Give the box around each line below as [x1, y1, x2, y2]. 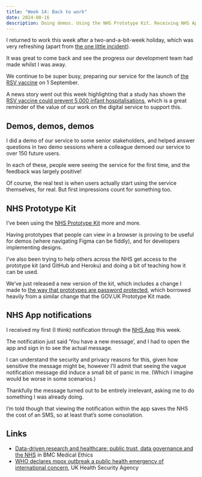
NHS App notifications [6, 310, 92, 320]
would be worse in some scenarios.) [6, 375, 96, 382]
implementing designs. [6, 244, 63, 251]
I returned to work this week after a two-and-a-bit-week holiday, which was [6, 37, 194, 44]
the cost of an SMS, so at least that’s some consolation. [6, 411, 144, 419]
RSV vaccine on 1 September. [6, 79, 79, 86]
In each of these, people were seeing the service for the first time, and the [6, 161, 191, 169]
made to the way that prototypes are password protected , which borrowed [6, 287, 191, 293]
